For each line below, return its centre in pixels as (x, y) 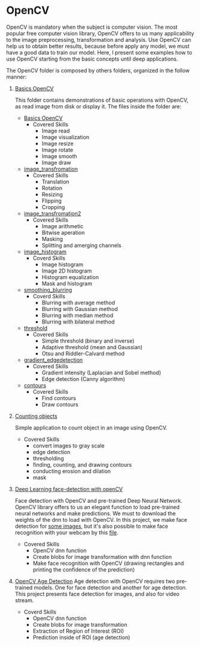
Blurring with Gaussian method (80, 309)
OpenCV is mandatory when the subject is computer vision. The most (92, 27)
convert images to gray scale (69, 445)
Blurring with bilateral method (78, 322)
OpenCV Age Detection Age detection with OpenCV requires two (95, 581)
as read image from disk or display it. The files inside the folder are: (98, 106)
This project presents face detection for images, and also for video (97, 594)
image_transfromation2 (52, 213)
